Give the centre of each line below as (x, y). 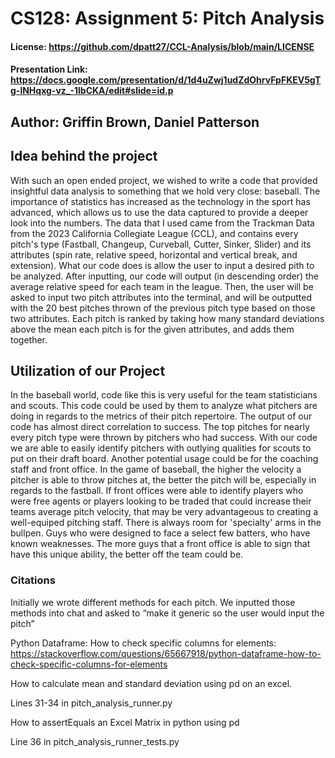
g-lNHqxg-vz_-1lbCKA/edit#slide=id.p (92, 91)
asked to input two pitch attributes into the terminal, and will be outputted (161, 297)
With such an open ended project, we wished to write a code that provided (164, 180)
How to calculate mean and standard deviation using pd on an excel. (151, 683)
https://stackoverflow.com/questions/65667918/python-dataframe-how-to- (166, 653)
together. (29, 339)
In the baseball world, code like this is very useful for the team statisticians (164, 395)
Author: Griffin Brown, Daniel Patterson (135, 122)
